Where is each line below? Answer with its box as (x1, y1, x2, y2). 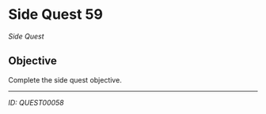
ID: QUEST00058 (8, 97, 65, 107)
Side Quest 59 (8, 6, 103, 24)
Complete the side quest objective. (8, 75, 123, 84)
